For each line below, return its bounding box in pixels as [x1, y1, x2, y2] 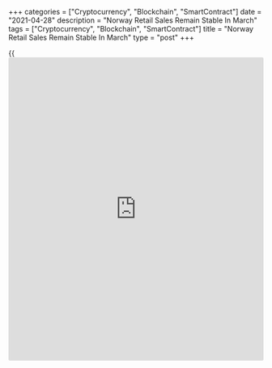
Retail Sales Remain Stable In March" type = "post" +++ [8, 32, 194, 42]
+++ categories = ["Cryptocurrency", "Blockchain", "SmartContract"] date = [8, 7, 262, 16]
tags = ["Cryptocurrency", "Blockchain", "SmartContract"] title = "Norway [8, 24, 253, 33]
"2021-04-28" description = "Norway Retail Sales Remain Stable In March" [8, 15, 257, 25]
